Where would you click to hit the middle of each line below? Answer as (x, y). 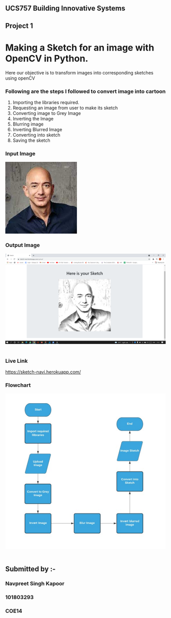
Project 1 (19, 26)
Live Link (17, 361)
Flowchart (18, 385)
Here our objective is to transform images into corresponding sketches (79, 72)
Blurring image (28, 124)
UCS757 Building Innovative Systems (65, 8)
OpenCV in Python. (47, 58)
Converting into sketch (36, 135)
